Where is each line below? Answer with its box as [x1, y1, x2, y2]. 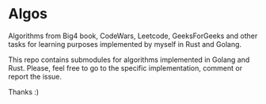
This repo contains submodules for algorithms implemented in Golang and [8, 55, 250, 64]
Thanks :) [8, 87, 40, 96]
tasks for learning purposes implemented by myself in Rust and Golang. [8, 39, 242, 48]
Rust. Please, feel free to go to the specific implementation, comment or [8, 63, 243, 72]
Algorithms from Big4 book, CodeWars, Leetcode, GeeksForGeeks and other [8, 31, 258, 40]
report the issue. [8, 71, 62, 81]
